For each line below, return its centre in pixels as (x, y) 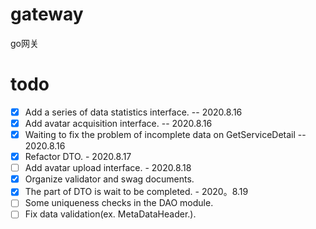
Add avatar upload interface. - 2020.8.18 (108, 168)
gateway (47, 14)
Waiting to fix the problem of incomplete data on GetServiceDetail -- (165, 134)
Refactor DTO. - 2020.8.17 (78, 157)
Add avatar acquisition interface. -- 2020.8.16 (118, 123)
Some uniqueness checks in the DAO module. (119, 203)
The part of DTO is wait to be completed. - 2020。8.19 (136, 192)
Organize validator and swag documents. (109, 179)
